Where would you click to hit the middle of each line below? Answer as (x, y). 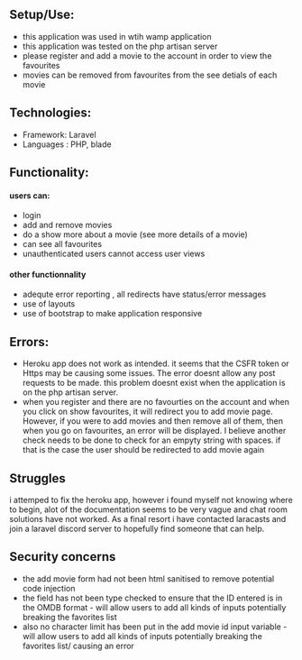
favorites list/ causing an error (78, 646)
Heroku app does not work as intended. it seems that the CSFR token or (156, 363)
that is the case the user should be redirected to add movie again (143, 450)
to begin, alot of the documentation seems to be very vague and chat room (149, 509)
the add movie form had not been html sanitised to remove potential (148, 578)
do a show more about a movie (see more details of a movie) (135, 234)
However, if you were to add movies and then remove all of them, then (153, 421)
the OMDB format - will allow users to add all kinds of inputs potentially (154, 607)
